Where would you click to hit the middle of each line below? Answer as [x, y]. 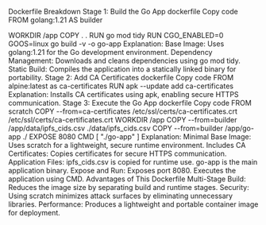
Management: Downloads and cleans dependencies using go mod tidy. [124, 60]
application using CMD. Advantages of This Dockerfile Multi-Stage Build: [127, 179]
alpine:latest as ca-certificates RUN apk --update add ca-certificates [121, 86]
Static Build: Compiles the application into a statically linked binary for [122, 69]
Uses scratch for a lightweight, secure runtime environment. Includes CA [127, 145]
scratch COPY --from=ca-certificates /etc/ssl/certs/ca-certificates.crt [123, 111]
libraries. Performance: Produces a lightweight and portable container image [133, 204]
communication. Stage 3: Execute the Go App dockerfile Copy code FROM [130, 103]
